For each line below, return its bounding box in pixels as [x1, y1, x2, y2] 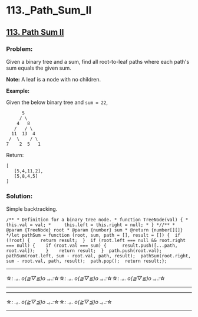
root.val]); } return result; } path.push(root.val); [6, 248, 162, 254]
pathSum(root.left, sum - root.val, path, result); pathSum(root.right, [6, 253, 192, 259]
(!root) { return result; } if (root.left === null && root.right [6, 237, 186, 244]
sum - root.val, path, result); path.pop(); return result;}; [6, 258, 167, 264]
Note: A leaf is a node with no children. [6, 76, 101, 83]
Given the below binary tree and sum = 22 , [6, 99, 108, 106]
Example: [6, 87, 30, 94]
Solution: [6, 192, 33, 200]
